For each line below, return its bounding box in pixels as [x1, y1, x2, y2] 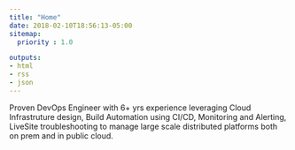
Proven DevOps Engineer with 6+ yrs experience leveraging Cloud [9, 102, 252, 113]
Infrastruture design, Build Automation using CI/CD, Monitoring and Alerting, [9, 111, 287, 122]
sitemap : [9, 29, 42, 38]
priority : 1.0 [17, 37, 74, 47]
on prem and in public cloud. [9, 130, 113, 141]
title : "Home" [9, 12, 62, 22]
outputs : [9, 54, 42, 63]
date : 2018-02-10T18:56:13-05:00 [9, 21, 133, 30]
